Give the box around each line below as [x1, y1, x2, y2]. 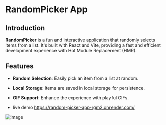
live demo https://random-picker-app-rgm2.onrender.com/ [12, 104, 135, 110]
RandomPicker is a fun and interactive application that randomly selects [5, 37, 155, 43]
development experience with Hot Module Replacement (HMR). [5, 48, 137, 53]
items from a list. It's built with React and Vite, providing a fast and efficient [5, 42, 161, 48]
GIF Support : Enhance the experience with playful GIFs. [12, 94, 129, 101]
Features [5, 62, 34, 71]
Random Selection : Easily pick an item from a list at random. [12, 75, 139, 81]
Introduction [5, 24, 45, 32]
